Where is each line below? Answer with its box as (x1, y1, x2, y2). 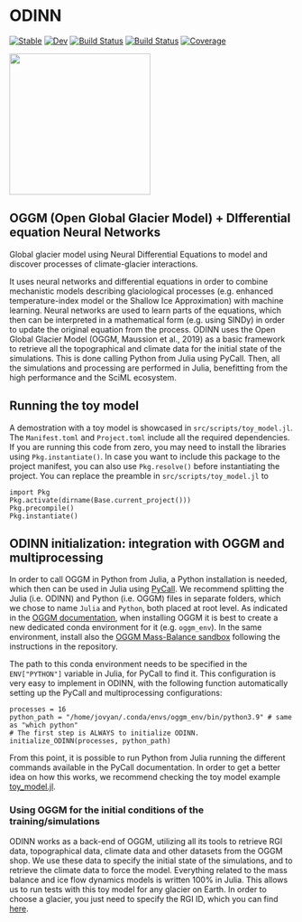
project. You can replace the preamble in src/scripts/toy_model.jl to (9, 470, 269, 481)
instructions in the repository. (9, 641, 119, 652)
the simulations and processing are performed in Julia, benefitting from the (9, 362, 288, 373)
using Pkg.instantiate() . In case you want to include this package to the (9, 451, 281, 462)
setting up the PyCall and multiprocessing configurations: (9, 688, 223, 699)
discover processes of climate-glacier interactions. (9, 259, 198, 269)
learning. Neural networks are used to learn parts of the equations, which (9, 305, 282, 315)
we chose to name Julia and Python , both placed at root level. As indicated (9, 603, 288, 614)
